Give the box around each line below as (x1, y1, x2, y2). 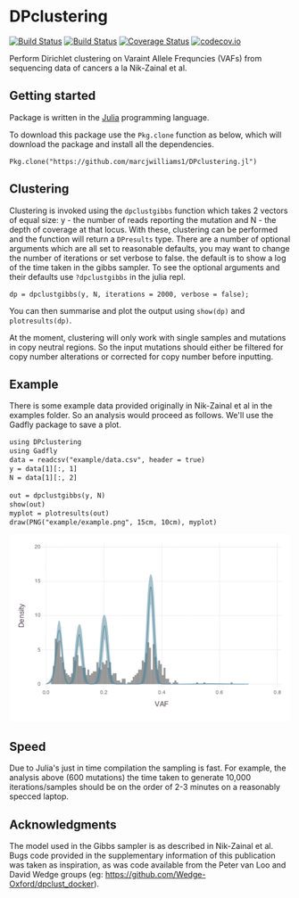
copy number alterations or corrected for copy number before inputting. (9, 350, 274, 362)
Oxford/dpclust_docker (9, 878, 95, 889)
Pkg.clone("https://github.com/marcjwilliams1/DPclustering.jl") (9, 157, 257, 166)
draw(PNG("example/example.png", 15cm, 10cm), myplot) (9, 518, 218, 527)
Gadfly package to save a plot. (9, 419, 122, 430)
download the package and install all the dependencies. (9, 138, 214, 149)
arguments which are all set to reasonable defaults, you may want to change (9, 243, 290, 253)
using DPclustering (9, 438, 82, 447)
